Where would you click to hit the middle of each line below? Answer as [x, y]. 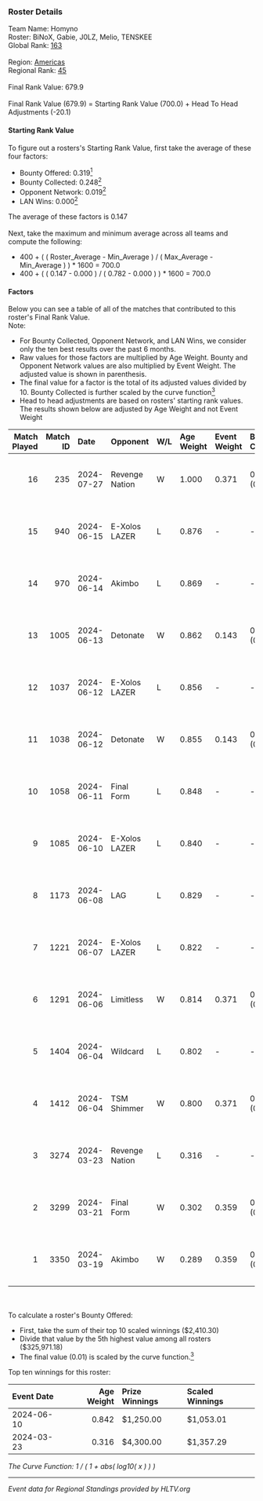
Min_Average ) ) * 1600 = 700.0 [70, 265]
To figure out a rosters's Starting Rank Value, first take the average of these [130, 148]
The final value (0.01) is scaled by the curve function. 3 [106, 1356]
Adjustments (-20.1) [40, 112]
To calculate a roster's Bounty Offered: [70, 1315]
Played [25, 446]
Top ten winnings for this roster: [59, 1371]
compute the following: [45, 242]
